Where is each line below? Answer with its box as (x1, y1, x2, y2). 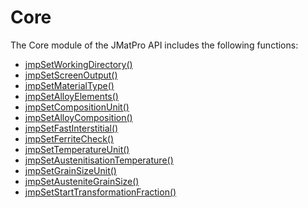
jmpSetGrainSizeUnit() (24, 164, 117, 176)
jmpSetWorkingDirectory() (24, 58, 133, 70)
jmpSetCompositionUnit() (24, 101, 130, 113)
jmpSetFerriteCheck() (24, 132, 115, 145)
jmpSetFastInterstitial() (24, 122, 119, 134)
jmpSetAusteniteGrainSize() (24, 175, 140, 187)
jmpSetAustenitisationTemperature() (24, 154, 174, 166)
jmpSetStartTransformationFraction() (24, 186, 177, 198)
